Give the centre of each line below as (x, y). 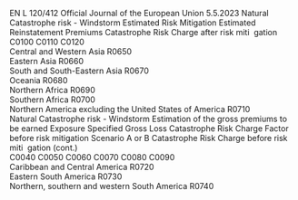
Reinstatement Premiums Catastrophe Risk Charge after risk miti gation (144, 32)
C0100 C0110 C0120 (47, 42)
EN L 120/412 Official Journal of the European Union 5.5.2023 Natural (139, 13)
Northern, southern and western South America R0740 (112, 186)
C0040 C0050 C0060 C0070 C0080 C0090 (92, 157)
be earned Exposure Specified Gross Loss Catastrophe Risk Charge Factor (149, 129)
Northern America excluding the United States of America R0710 (130, 109)
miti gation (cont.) (44, 148)
